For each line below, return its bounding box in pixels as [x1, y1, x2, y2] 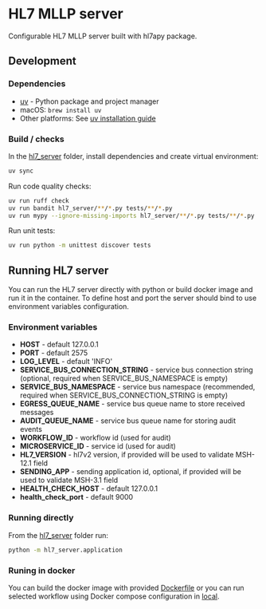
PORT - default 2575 [19, 348, 88, 358]
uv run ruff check [8, 196, 69, 204]
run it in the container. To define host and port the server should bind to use [8, 293, 257, 303]
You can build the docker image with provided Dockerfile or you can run [8, 583, 244, 592]
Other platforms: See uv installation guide [19, 113, 157, 123]
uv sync [8, 167, 34, 175]
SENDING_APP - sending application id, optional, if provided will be [19, 467, 241, 477]
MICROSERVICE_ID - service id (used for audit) [19, 441, 177, 451]
